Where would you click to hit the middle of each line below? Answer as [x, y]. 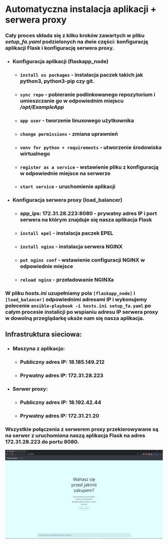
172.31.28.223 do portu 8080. [42, 441]
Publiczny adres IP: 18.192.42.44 [60, 402]
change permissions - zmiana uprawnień [69, 134]
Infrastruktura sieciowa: [43, 335]
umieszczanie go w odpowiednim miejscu [72, 101]
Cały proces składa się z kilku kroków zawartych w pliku [75, 36]
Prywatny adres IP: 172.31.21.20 [59, 415]
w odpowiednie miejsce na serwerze [65, 173]
